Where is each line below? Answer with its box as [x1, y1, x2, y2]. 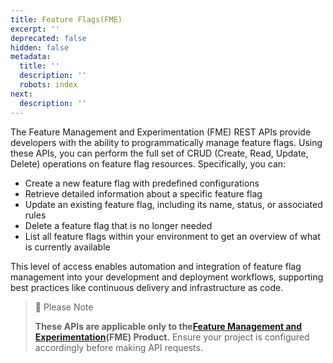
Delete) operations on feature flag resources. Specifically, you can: [10, 157, 287, 170]
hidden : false [10, 42, 70, 53]
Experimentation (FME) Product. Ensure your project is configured [34, 331, 310, 343]
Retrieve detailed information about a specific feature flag [24, 187, 263, 200]
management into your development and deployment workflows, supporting [10, 271, 324, 283]
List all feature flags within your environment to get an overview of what [24, 230, 321, 242]
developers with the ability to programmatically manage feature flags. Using [10, 136, 323, 148]
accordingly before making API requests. [34, 341, 203, 353]
